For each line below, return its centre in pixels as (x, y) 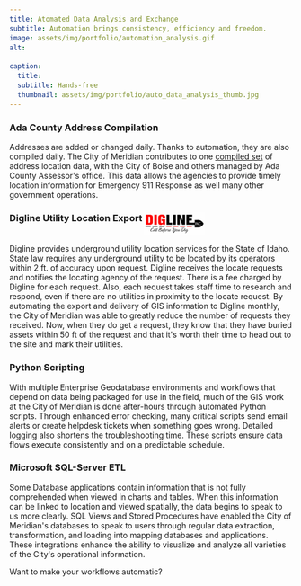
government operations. (54, 194)
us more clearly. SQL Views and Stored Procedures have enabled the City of (150, 516)
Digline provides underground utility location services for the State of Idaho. (150, 249)
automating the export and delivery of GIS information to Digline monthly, (145, 306)
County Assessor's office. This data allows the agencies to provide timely (145, 175)
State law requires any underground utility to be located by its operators (142, 258)
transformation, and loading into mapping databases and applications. (139, 535)
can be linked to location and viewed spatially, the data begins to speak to (146, 506)
